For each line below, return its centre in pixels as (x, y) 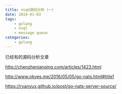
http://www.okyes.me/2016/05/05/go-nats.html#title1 (60, 76)
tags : (11, 19)
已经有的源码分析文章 (27, 57)
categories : (17, 38)
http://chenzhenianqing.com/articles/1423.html (53, 67)
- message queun (31, 33)
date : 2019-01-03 (23, 14)
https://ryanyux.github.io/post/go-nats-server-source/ (61, 86)
